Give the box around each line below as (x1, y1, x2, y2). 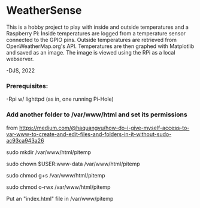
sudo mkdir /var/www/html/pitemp (6, 148, 92, 156)
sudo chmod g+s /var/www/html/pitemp (6, 171, 106, 179)
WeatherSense (6, 4, 82, 17)
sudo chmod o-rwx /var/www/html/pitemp (6, 183, 111, 191)
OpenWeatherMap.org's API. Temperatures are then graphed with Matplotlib (6, 43, 195, 50)
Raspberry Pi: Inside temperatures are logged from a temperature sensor (6, 29, 186, 37)
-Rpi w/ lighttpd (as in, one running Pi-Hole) (6, 95, 114, 103)
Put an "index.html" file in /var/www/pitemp (6, 195, 114, 202)
